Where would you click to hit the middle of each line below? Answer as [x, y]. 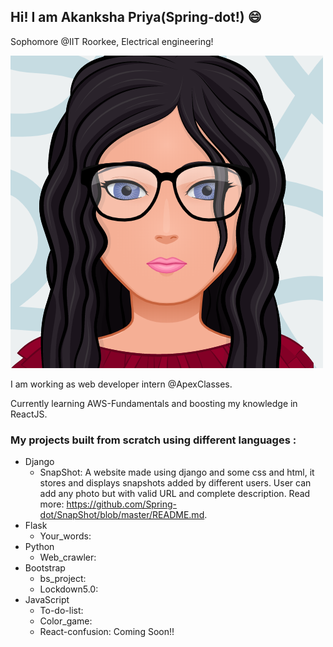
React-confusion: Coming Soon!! [107, 632]
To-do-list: [61, 611]
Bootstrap [45, 568]
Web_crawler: [68, 557]
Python [39, 547]
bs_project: [63, 579]
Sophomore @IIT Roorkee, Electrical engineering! [112, 41]
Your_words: [65, 536]
